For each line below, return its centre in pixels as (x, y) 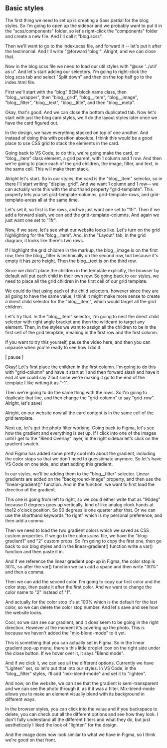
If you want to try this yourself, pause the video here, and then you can (78, 342)
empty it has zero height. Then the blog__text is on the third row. (71, 261)
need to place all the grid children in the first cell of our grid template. (77, 281)
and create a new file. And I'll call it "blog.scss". (54, 36)
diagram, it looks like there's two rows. (45, 240)
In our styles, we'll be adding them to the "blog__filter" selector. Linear (77, 474)
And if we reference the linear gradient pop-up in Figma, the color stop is (80, 561)
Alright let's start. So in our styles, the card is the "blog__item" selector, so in (84, 178)
